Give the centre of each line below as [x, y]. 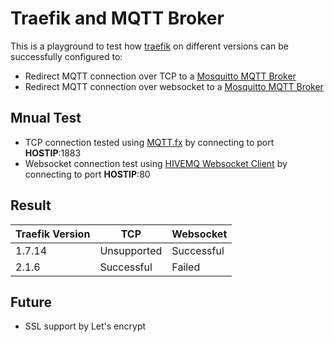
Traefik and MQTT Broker [117, 18]
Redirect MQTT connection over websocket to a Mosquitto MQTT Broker [174, 86]
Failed [186, 267]
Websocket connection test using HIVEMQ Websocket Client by [156, 163]
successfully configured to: [66, 56]
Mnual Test [46, 118]
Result [31, 205]
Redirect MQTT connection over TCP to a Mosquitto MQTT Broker [160, 76]
